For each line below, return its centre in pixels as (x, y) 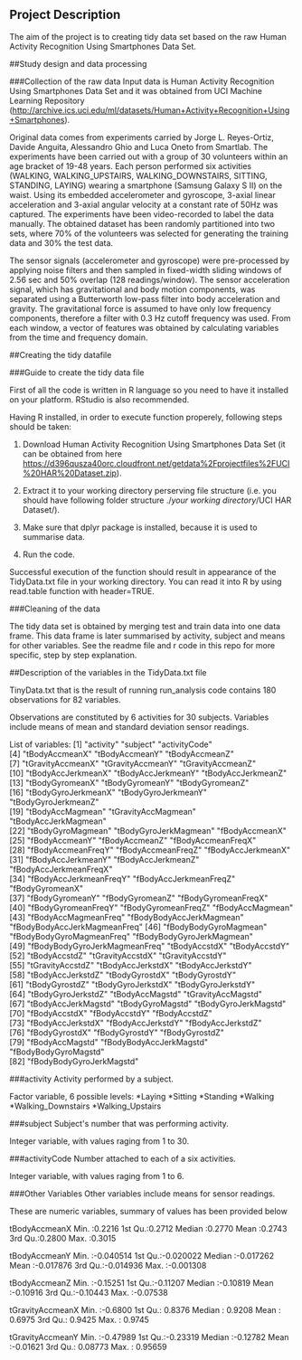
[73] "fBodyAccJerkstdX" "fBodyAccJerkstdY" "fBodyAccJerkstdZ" (136, 1023)
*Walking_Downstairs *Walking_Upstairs (85, 1106)
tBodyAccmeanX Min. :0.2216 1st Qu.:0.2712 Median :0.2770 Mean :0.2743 (148, 1228)
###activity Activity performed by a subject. (92, 1079)
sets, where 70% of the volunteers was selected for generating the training (149, 233)
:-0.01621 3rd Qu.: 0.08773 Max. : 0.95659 (88, 1346)
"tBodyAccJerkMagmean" (58, 821)
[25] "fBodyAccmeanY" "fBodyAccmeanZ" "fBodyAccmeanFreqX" (133, 840)
